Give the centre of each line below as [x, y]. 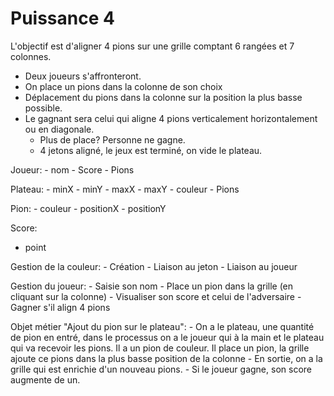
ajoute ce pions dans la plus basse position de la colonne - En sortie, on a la [166, 358]
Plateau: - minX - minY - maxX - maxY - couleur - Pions [125, 189]
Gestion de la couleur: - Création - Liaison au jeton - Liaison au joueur [154, 266]
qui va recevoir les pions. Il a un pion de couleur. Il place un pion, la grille [160, 348]
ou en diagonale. [59, 129]
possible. [43, 108]
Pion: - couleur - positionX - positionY [88, 208]
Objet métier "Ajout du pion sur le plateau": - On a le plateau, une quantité [162, 326]
